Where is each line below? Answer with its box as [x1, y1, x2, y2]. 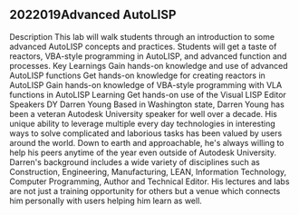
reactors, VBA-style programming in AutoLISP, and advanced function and [9, 50, 287, 62]
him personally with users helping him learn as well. [9, 195, 202, 206]
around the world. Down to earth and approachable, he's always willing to [9, 137, 285, 148]
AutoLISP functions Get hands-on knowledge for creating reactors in [9, 70, 265, 81]
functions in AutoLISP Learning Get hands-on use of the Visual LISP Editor [9, 89, 287, 100]
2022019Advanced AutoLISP [9, 7, 177, 23]
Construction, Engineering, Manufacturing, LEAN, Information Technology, [9, 166, 287, 177]
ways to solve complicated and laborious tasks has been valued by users [9, 127, 283, 139]
